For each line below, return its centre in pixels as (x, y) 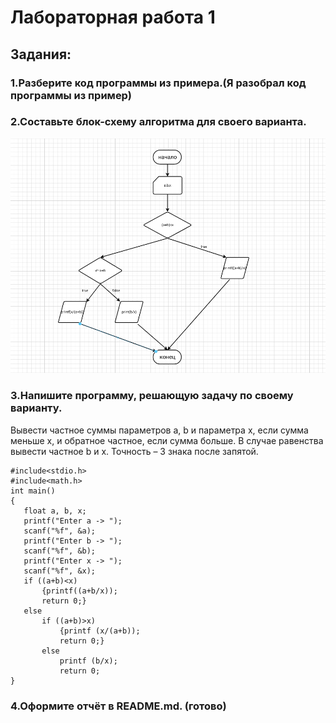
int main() (33, 491)
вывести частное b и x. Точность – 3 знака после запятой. (134, 451)
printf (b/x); (88, 661)
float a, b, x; (55, 511)
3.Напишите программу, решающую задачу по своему (152, 396)
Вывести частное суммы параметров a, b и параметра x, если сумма (159, 430)
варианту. (36, 408)
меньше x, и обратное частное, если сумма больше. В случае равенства (167, 440)
